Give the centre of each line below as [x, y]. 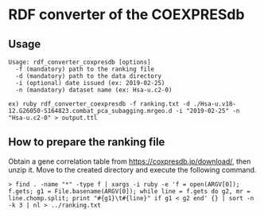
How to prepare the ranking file [87, 142]
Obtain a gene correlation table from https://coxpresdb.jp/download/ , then [130, 161]
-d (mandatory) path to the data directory [88, 76]
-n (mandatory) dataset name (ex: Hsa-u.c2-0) [94, 90]
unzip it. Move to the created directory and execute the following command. [132, 169]
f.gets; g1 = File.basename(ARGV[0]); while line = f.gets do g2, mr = [129, 191]
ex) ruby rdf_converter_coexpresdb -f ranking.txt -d [99, 104]
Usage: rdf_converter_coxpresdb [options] [80, 62]
